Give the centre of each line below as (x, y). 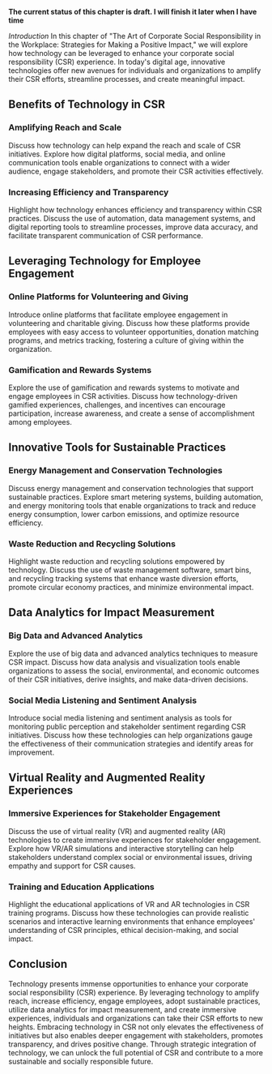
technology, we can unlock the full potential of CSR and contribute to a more (136, 1052)
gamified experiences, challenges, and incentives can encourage (117, 404)
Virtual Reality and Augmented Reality (107, 778)
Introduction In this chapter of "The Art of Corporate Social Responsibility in (135, 36)
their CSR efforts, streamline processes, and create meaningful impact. (127, 79)
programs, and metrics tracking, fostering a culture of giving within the (126, 340)
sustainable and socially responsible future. (81, 1061)
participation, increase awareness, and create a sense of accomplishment (132, 413)
